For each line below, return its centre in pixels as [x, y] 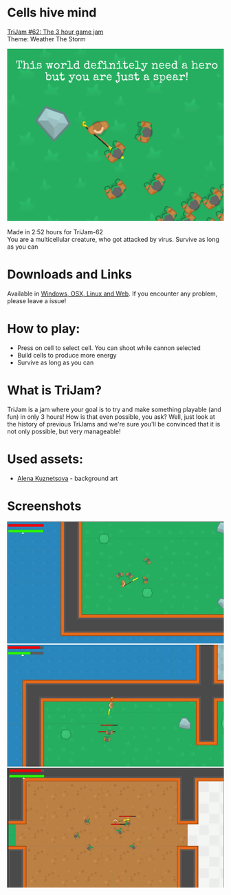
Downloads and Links [70, 275]
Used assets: [45, 459]
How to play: [44, 329]
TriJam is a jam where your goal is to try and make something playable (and [114, 409]
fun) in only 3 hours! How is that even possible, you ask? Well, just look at [111, 416]
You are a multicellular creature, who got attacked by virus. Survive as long [113, 239]
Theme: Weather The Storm [46, 39]
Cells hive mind [52, 13]
